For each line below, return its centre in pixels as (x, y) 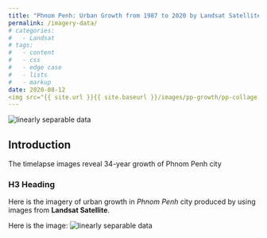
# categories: (32, 30)
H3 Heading (32, 184)
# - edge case (35, 68)
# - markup (30, 82)
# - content (32, 53)
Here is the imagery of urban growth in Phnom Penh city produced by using (132, 202)
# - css (25, 60)
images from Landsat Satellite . (59, 210)
